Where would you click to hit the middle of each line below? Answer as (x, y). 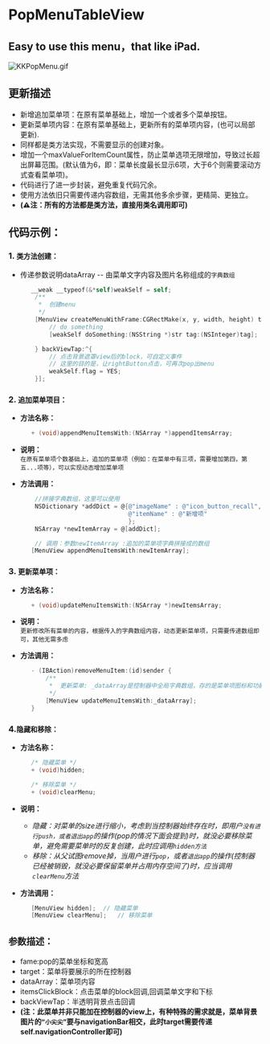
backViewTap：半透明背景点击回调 (78, 1001)
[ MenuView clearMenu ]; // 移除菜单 (92, 915)
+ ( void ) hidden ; (58, 770)
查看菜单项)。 (49, 174)
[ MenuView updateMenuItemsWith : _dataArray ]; (121, 701)
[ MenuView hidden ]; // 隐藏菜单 (84, 908)
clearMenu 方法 (55, 876)
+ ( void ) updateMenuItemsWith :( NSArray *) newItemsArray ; (127, 605)
